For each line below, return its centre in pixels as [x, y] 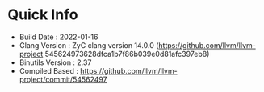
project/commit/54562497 [63, 79]
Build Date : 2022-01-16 [59, 37]
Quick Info [43, 15]
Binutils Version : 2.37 [55, 62]
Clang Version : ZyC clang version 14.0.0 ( [89, 45]
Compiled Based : [48, 70]
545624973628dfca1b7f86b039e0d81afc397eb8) [127, 54]
